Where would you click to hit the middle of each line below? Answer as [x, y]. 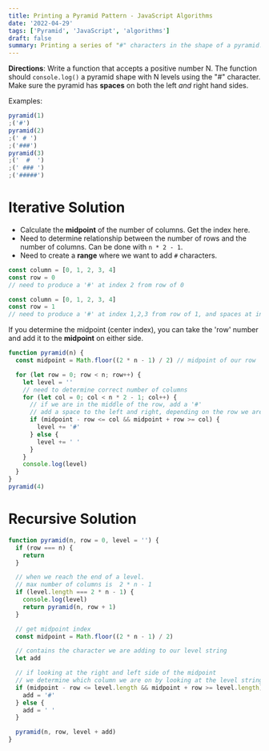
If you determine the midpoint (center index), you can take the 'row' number [133, 330]
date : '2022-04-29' [41, 23]
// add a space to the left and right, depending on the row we [139, 412]
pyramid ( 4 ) [26, 487]
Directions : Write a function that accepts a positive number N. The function [133, 68]
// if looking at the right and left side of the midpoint [116, 673]
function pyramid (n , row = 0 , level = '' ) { [84, 540]
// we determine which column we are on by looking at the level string [139, 680]
